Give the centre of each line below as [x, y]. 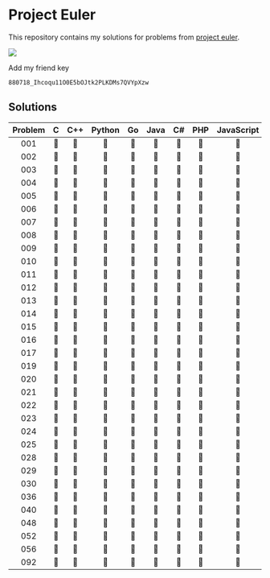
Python [106, 130]
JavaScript [238, 130]
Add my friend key [39, 68]
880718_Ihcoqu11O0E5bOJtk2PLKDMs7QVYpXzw [79, 82]
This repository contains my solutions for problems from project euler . [124, 37]
